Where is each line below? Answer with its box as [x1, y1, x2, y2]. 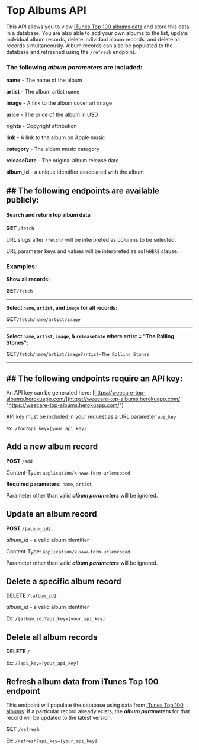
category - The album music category [6, 146, 99, 153]
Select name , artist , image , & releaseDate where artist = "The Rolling [6, 333, 175, 340]
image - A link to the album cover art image [6, 100, 113, 107]
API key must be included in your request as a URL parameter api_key [6, 413, 176, 420]
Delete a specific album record [6, 576, 121, 586]
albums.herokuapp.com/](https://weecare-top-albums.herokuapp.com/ [6, 395, 181, 402]
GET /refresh [6, 726, 40, 732]
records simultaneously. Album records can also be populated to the [6, 42, 173, 49]
